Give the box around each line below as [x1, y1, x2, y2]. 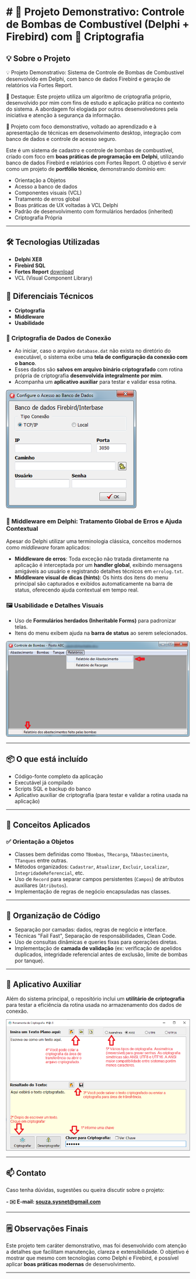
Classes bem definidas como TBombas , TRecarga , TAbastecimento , [14, 851, 169, 858]
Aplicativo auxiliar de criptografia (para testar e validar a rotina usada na [14, 791, 188, 798]
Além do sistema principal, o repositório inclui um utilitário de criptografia [6, 995, 185, 1002]
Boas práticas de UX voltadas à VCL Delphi [14, 202, 118, 208]
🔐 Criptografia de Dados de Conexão [6, 333, 112, 342]
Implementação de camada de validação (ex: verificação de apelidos [14, 945, 182, 952]
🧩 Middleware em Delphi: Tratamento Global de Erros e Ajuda [6, 517, 183, 525]
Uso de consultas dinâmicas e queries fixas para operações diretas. [14, 938, 178, 946]
